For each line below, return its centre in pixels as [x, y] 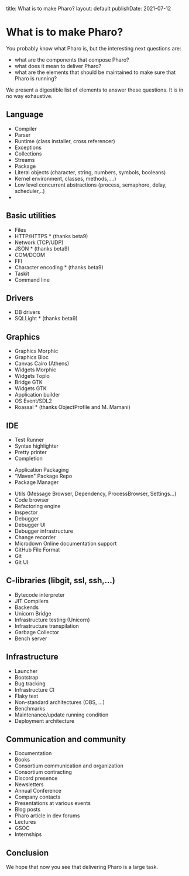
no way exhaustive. [29, 96]
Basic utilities [31, 216]
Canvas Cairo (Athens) [42, 364]
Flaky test [26, 696]
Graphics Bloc [31, 357]
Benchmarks [30, 708]
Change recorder [35, 537]
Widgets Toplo [32, 376]
